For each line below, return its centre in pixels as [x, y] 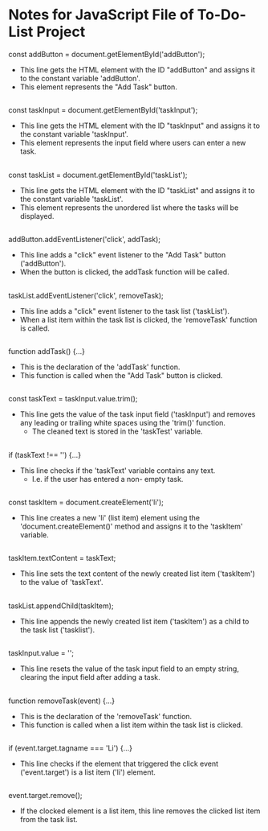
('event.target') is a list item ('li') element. [88, 772]
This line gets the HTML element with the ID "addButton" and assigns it [137, 69]
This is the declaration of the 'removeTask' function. [106, 716]
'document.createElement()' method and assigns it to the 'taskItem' [131, 527]
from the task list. [49, 820]
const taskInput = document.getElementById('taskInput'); [103, 110]
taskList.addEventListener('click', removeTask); [86, 295]
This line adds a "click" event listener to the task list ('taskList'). [125, 311]
